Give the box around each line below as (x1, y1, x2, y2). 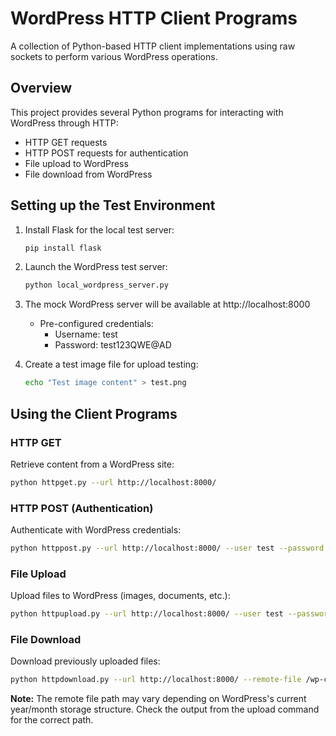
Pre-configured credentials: (39, 318, 154, 330)
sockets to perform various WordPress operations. (10, 50, 218, 62)
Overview (10, 80, 73, 97)
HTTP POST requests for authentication (24, 147, 189, 159)
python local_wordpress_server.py (24, 280, 169, 291)
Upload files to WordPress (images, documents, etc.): (10, 590, 231, 602)
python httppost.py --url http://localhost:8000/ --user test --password (10, 543, 325, 554)
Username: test (54, 328, 118, 341)
